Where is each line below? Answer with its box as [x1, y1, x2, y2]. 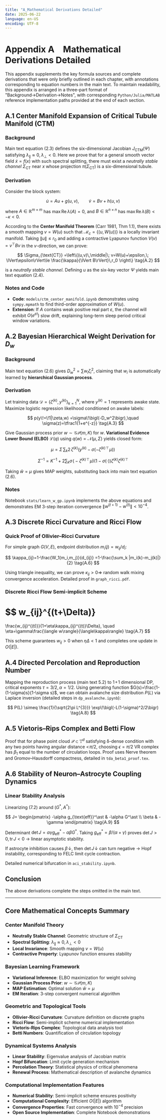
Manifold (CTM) [5, 119, 55, 128]
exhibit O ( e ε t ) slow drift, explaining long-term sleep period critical [12, 312, 146, 318]
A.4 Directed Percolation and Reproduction [5, 658, 140, 667]
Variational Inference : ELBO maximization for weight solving [12, 975, 136, 981]
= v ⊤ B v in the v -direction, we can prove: [5, 242, 88, 249]
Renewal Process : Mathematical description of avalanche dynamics [12, 1069, 151, 1075]
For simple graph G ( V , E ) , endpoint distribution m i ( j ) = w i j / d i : [5, 544, 127, 551]
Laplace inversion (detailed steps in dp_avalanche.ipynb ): [5, 695, 121, 701]
